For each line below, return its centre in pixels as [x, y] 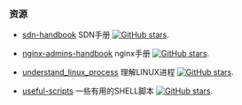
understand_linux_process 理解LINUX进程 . [128, 72]
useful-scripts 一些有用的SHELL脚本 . [117, 91]
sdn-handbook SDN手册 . [96, 35]
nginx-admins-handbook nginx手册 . [116, 54]
